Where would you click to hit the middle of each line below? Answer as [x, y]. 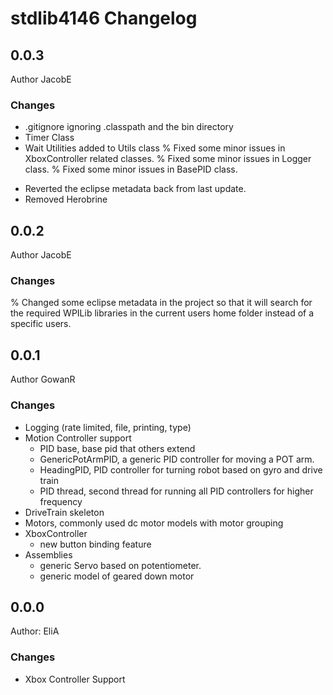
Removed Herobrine [66, 199]
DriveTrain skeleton [64, 512]
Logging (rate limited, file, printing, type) [108, 427]
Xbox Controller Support [75, 679]
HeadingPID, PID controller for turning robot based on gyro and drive [181, 469]
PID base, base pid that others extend [117, 448]
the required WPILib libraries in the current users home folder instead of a [162, 313]
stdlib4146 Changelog [104, 18]
